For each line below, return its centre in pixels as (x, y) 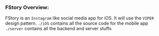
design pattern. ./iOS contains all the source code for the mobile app (77, 23)
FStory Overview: (27, 7)
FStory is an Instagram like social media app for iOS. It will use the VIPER (80, 18)
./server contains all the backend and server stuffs (58, 29)
